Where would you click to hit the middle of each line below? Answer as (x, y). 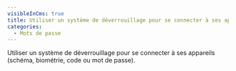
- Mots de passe (37, 33)
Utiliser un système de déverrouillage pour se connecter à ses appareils (111, 53)
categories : (25, 26)
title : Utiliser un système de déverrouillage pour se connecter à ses (114, 20)
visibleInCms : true (36, 14)
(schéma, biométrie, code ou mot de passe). (71, 61)
